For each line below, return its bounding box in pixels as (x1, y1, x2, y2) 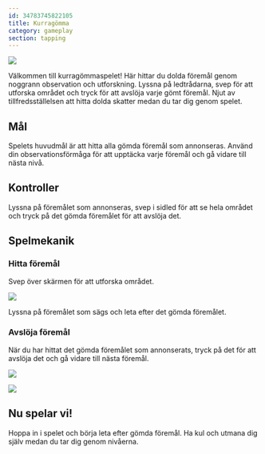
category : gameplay (8, 26, 73, 34)
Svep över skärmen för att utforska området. (8, 276, 154, 286)
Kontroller (8, 181, 60, 195)
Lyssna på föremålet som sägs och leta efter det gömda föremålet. (8, 307, 227, 316)
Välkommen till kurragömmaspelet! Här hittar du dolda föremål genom (8, 71, 238, 81)
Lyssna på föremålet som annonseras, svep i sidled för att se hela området (8, 202, 253, 212)
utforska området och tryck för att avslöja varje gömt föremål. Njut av (8, 88, 235, 98)
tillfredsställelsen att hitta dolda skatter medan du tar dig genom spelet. (8, 97, 243, 106)
